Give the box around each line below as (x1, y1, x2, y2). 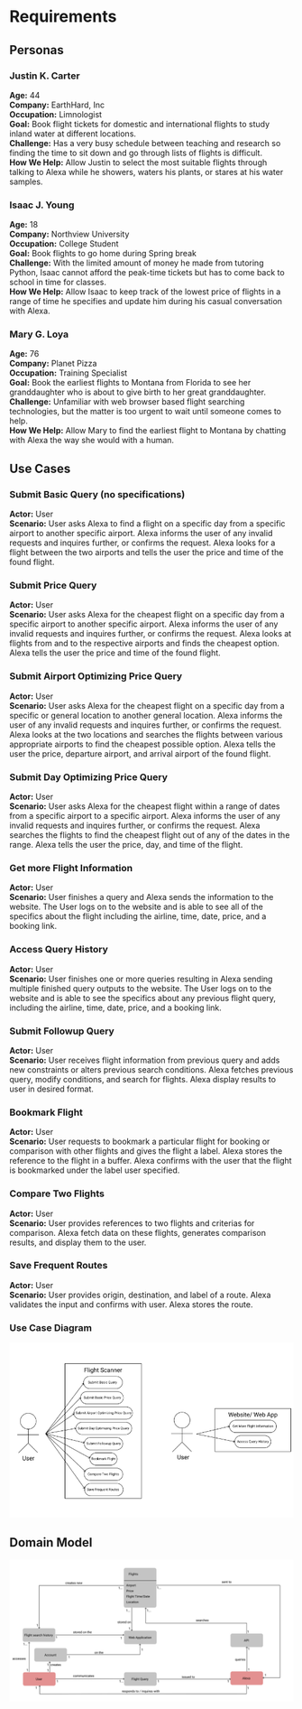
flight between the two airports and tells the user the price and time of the (9, 547, 284, 558)
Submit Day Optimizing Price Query (9, 770, 169, 783)
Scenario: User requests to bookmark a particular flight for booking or (9, 1136, 270, 1147)
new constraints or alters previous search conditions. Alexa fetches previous (9, 1063, 294, 1075)
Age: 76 (9, 348, 40, 359)
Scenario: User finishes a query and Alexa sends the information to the (9, 892, 274, 903)
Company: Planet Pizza (9, 358, 97, 369)
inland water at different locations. (9, 128, 137, 139)
